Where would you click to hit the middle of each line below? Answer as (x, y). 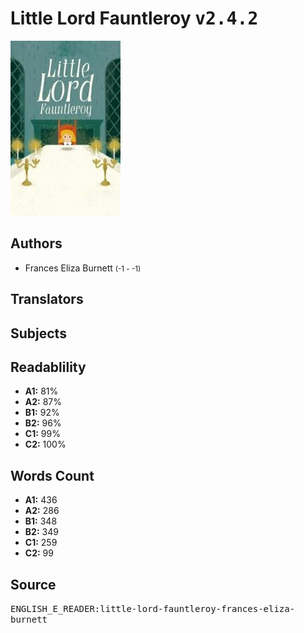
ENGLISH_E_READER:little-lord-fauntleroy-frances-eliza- (153, 608)
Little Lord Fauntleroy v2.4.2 (134, 18)
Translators (47, 299)
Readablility (48, 367)
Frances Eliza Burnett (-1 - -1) (83, 268)
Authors (36, 243)
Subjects (38, 333)
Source (33, 584)
